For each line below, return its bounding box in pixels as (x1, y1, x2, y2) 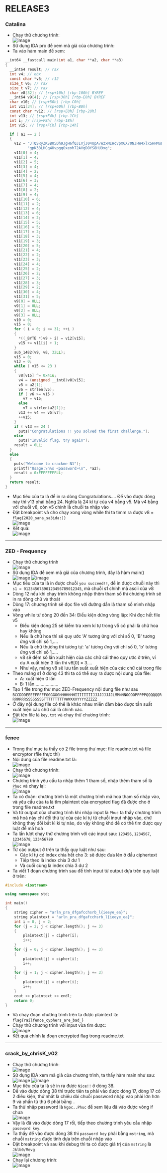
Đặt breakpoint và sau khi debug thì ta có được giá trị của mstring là (12, 1141, 152, 1147)
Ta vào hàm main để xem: (12, 48, 66, 54)
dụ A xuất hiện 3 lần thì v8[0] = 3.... (19, 660, 92, 666)
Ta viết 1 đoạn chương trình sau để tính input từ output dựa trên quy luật (12, 868, 160, 874)
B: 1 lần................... (19, 681, 59, 687)
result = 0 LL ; (14, 443, 43, 448)
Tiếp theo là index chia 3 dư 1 (19, 857, 80, 863)
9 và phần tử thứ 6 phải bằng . (12, 1099, 76, 1105)
